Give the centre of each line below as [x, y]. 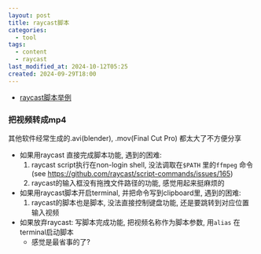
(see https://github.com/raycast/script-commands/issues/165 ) [132, 173]
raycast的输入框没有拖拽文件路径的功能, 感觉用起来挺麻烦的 [128, 182]
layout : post [29, 15]
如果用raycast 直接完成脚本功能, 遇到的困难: [91, 155]
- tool [26, 37]
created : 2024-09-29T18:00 [52, 74]
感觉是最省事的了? [61, 241]
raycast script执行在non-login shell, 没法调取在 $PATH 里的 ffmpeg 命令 [142, 164]
